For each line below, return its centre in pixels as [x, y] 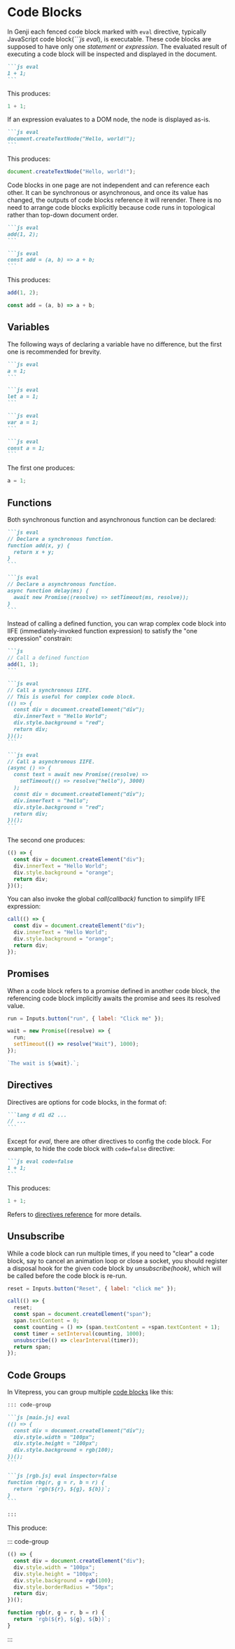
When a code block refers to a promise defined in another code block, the [114, 990]
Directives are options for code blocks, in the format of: [87, 1102]
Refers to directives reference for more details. [74, 1214]
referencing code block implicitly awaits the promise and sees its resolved [114, 998]
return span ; [33, 1347]
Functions [30, 503]
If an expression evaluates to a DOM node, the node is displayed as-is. [109, 119]
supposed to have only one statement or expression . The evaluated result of [117, 46]
